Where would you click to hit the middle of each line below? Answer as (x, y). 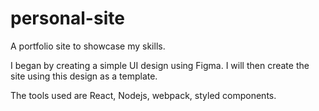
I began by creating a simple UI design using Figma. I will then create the (160, 65)
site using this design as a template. (84, 76)
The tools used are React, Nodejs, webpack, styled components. (143, 95)
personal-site (67, 18)
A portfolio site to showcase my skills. (88, 46)
